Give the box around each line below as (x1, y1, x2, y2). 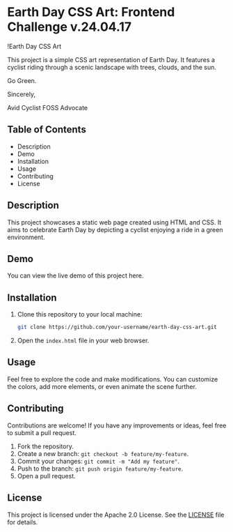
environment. (7, 233, 45, 241)
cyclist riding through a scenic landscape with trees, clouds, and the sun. (7, 63, 217, 71)
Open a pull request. (17, 471, 77, 480)
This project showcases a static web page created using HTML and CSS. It (7, 218, 222, 227)
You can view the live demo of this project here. (7, 271, 144, 280)
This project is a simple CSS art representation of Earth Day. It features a (7, 55, 216, 63)
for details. (7, 517, 38, 526)
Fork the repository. (17, 442, 74, 450)
